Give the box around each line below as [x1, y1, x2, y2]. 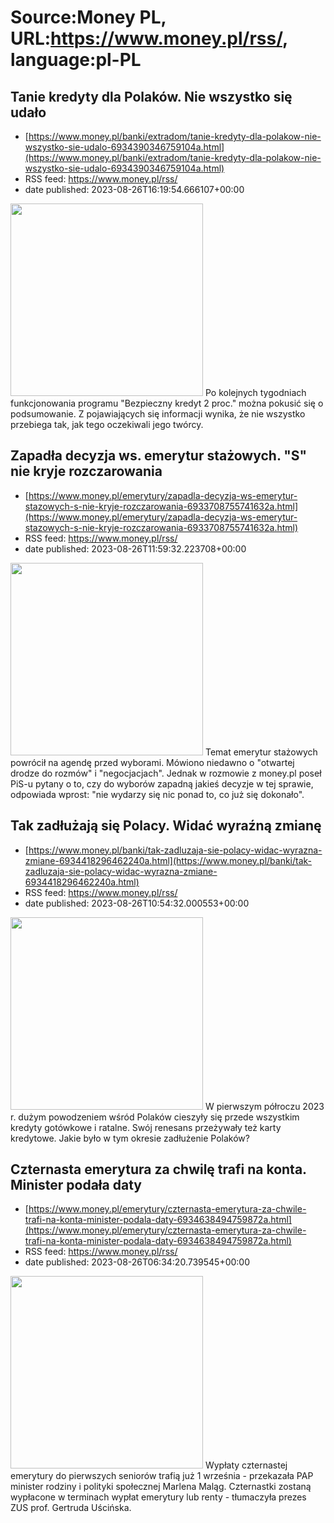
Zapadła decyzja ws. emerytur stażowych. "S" [10, 447, 308, 465]
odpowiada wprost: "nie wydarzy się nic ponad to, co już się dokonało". [10, 788, 305, 800]
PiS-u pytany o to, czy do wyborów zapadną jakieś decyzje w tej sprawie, [10, 777, 314, 790]
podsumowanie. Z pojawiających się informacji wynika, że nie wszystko [10, 408, 306, 420]
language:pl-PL [10, 49, 142, 71]
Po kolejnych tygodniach [204, 387, 307, 398]
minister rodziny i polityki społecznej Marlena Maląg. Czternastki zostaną [10, 1481, 312, 1493]
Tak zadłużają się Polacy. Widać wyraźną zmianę [10, 817, 322, 835]
